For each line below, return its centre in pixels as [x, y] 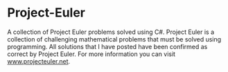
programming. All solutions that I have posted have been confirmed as [107, 46]
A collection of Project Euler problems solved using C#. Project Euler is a [111, 32]
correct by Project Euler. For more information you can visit [91, 54]
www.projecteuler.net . [39, 61]
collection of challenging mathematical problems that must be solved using [114, 39]
